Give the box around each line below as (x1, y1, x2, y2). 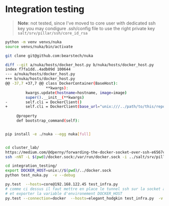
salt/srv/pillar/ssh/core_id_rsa (17, 31, 88, 36)
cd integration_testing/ (5, 163, 57, 168)
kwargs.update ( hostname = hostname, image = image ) (25, 90, 127, 95)
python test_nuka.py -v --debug (5, 173, 75, 178)
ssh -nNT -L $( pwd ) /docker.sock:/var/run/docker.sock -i (5, 154, 127, 159)
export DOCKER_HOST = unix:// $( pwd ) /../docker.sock (5, 168, 112, 173)
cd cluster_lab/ (5, 145, 39, 150)
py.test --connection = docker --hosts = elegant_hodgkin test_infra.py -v (5, 195, 163, 201)
